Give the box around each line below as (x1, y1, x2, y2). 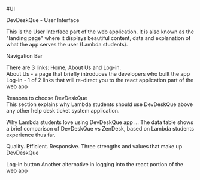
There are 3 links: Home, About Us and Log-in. (6, 64, 122, 71)
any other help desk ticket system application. (6, 107, 120, 114)
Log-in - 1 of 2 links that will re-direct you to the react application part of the (6, 77, 194, 83)
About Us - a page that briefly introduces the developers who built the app (6, 70, 190, 77)
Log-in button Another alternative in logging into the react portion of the (6, 161, 184, 167)
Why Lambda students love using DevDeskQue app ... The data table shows (6, 119, 193, 126)
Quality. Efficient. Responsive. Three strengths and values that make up (6, 143, 183, 150)
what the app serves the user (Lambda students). (6, 41, 128, 48)
